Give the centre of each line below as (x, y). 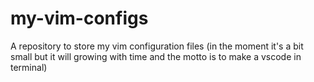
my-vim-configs (79, 18)
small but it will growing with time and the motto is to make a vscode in (156, 56)
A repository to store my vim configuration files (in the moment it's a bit (157, 46)
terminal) (29, 67)
